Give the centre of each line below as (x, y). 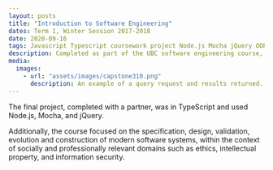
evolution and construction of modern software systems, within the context (134, 139)
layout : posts (32, 16)
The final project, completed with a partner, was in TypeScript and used (128, 107)
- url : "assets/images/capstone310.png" (92, 76)
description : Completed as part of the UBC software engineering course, (136, 53)
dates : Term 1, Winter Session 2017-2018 (80, 31)
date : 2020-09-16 (38, 38)
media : (19, 62)
